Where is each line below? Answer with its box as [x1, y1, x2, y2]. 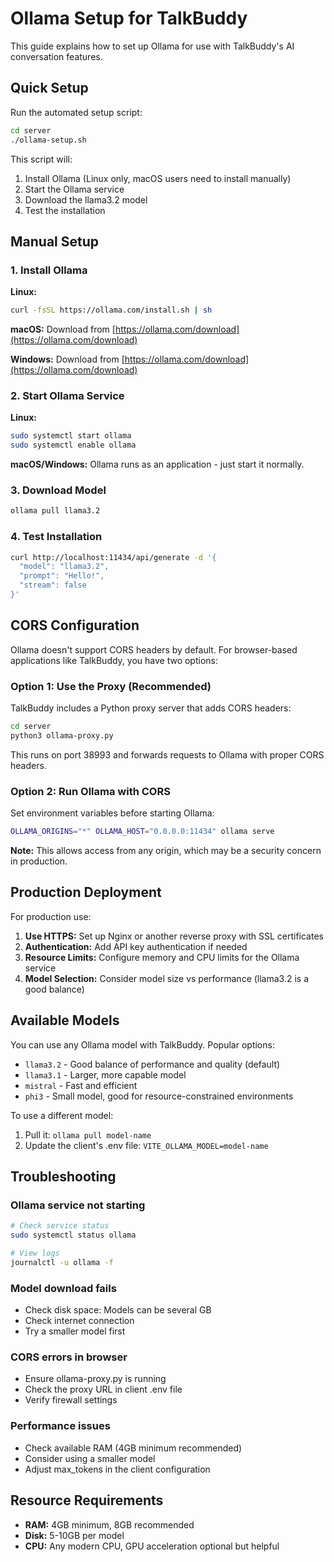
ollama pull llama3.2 [10, 506, 101, 516]
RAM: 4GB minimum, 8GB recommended [24, 1518, 195, 1531]
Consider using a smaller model [24, 1452, 156, 1464]
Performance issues [10, 1419, 111, 1433]
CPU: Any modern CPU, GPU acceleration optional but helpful [24, 1540, 280, 1552]
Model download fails [10, 1281, 117, 1295]
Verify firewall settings [24, 1394, 118, 1406]
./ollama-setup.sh [10, 135, 87, 145]
